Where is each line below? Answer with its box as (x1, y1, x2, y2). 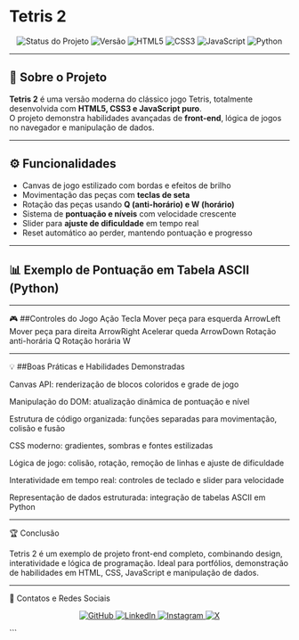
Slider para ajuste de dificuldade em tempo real (21, 217, 199, 228)
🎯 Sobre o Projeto (9, 70, 108, 86)
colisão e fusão (9, 423, 65, 434)
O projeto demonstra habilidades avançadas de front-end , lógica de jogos (9, 112, 282, 123)
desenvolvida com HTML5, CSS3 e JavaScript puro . (9, 103, 202, 113)
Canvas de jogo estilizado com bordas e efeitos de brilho (21, 180, 231, 191)
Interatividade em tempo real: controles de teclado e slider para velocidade (9, 475, 285, 486)
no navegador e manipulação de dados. (9, 122, 155, 133)
